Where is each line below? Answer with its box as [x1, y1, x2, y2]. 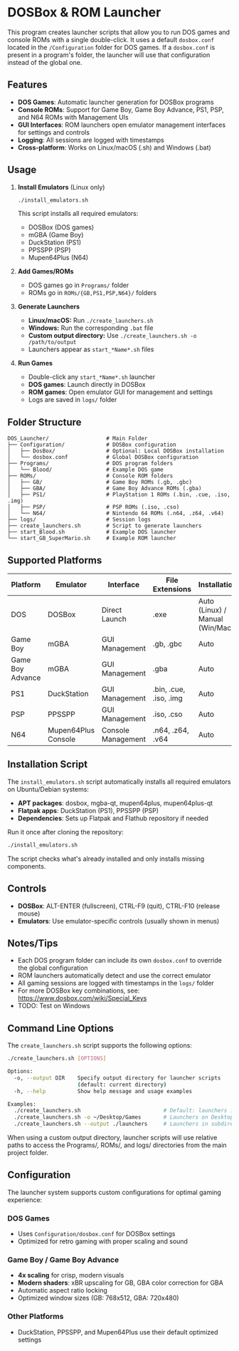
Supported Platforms [7, 554, 102, 566]
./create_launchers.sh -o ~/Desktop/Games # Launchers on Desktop [14, 1114, 234, 1121]
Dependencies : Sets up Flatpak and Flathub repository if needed [17, 814, 208, 822]
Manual [198, 614, 223, 624]
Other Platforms [7, 1312, 64, 1322]
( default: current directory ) [77, 1081, 167, 1088]
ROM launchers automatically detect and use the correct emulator [17, 971, 211, 980]
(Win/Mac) [198, 623, 235, 633]
